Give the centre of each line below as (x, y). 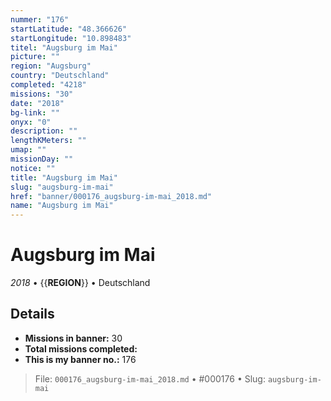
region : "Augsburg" (51, 66)
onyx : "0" (31, 122)
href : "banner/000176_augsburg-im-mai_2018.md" (111, 196)
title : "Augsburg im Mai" (64, 177)
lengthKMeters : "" (48, 141)
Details (32, 314)
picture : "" (35, 57)
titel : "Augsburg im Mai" (64, 47)
